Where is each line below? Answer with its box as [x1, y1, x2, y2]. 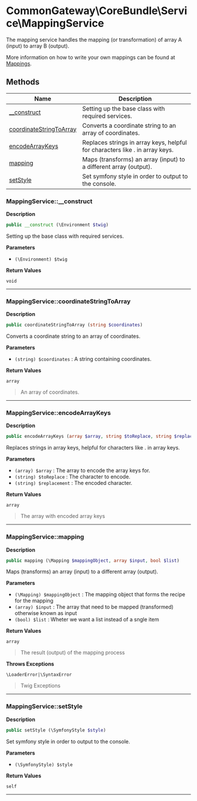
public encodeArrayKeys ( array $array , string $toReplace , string [6, 434, 172, 440]
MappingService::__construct [6, 197, 93, 205]
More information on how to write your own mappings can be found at [6, 54, 175, 61]
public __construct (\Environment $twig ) [6, 222, 109, 228]
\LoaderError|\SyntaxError [6, 672, 72, 678]
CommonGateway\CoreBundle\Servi [6, 4, 188, 18]
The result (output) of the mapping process [20, 649, 125, 656]
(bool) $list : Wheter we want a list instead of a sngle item [14, 616, 159, 623]
